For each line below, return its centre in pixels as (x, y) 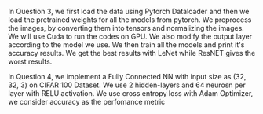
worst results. (30, 61)
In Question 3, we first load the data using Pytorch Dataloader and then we (129, 11)
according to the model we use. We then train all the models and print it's (126, 45)
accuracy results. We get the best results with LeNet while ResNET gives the (132, 53)
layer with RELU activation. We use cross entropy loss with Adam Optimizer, (131, 93)
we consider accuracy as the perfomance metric (87, 102)
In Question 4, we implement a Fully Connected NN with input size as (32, (127, 77)
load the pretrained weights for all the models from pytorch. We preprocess (130, 20)
